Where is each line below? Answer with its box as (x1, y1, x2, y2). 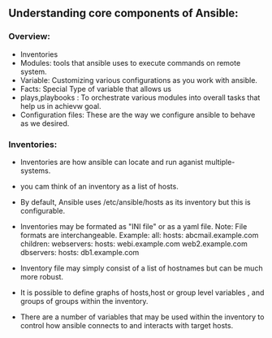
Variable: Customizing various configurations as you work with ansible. (19, 75, 258, 84)
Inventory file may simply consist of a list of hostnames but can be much (19, 263, 263, 273)
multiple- (205, 157, 235, 167)
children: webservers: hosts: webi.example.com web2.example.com (19, 239, 248, 249)
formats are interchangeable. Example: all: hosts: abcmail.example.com (19, 230, 259, 240)
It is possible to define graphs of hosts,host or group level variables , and (19, 288, 265, 297)
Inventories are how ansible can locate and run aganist (19, 157, 204, 167)
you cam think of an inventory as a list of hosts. (19, 181, 179, 191)
